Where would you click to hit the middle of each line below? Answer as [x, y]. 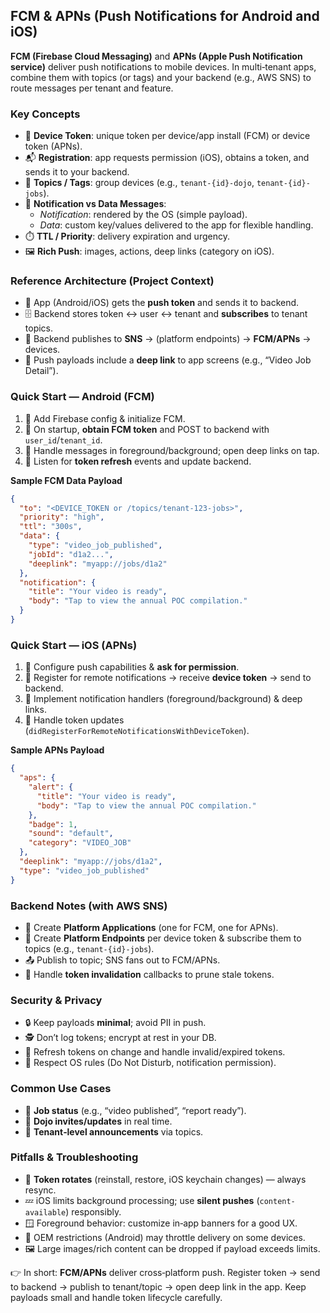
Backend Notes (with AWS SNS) [89, 906]
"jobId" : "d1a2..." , [71, 554]
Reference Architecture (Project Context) [112, 281]
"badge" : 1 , [53, 824]
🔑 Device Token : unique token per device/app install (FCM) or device [167, 136]
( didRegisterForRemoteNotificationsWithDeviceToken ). [137, 731]
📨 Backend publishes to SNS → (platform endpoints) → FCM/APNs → [168, 339]
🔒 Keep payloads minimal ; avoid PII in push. [115, 1023]
